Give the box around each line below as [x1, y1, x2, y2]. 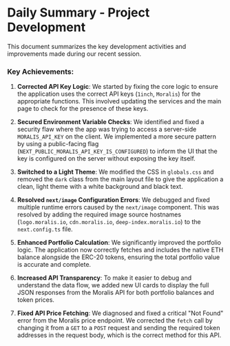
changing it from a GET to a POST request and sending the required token [17, 324, 220, 332]
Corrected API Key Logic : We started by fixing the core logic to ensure [17, 83, 218, 91]
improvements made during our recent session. [7, 50, 142, 58]
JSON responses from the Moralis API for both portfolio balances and [17, 288, 215, 297]
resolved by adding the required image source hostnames [17, 210, 181, 218]
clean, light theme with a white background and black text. [17, 183, 184, 191]
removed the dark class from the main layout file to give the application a [17, 175, 224, 183]
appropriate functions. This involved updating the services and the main [17, 97, 222, 105]
